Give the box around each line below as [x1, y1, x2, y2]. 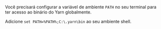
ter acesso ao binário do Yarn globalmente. [5, 9, 92, 15]
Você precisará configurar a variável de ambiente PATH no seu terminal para [5, 4, 157, 10]
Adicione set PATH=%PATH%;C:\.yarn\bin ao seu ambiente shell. [5, 19, 132, 24]
